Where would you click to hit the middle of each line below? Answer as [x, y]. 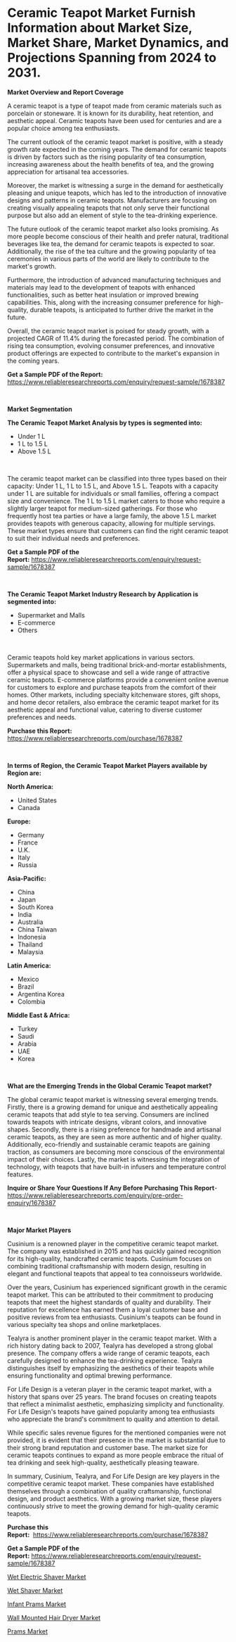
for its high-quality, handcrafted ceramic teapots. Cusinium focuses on [110, 1258]
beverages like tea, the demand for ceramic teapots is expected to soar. [111, 243]
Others [27, 630]
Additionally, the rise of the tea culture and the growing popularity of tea [112, 251]
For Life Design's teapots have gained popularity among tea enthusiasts [111, 1411]
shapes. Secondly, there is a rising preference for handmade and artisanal [114, 1129]
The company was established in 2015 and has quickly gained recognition [114, 1251]
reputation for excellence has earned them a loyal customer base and [108, 1309]
